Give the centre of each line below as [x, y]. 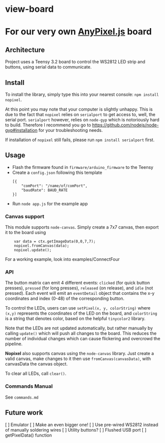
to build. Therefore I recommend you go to [48, 125]
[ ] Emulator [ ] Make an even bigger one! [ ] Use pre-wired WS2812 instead [82, 424]
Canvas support [25, 216]
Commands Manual [29, 386]
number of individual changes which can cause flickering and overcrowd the [83, 339]
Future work [24, 413]
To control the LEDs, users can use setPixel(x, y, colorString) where [78, 308]
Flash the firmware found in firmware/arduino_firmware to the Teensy [83, 167]
